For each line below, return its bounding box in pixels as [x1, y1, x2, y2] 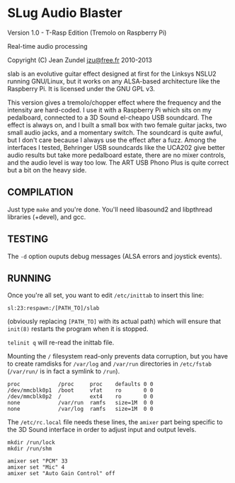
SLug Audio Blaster [7, 5, 122, 21]
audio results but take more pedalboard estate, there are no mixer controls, [7, 151, 227, 159]
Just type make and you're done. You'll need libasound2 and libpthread [7, 205, 212, 214]
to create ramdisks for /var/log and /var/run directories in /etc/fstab [7, 359, 212, 368]
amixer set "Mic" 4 [7, 464, 65, 471]
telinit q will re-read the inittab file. [7, 338, 115, 347]
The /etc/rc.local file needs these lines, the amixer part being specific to [7, 418, 223, 426]
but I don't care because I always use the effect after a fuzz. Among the [7, 136, 217, 144]
